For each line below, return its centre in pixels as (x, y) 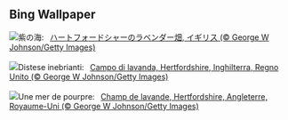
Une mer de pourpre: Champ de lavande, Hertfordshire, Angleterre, (143, 96)
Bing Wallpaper (52, 15)
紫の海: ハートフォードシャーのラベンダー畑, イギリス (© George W (144, 37)
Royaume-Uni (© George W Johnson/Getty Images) (104, 106)
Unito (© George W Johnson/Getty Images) (89, 76)
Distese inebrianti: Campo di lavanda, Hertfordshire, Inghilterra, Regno (148, 67)
